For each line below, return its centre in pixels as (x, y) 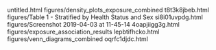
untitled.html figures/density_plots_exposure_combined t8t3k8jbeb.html (108, 10)
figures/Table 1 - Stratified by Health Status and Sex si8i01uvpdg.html (105, 17)
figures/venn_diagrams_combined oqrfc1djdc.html (78, 39)
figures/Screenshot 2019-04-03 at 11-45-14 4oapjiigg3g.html (93, 24)
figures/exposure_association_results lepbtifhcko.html (83, 32)
